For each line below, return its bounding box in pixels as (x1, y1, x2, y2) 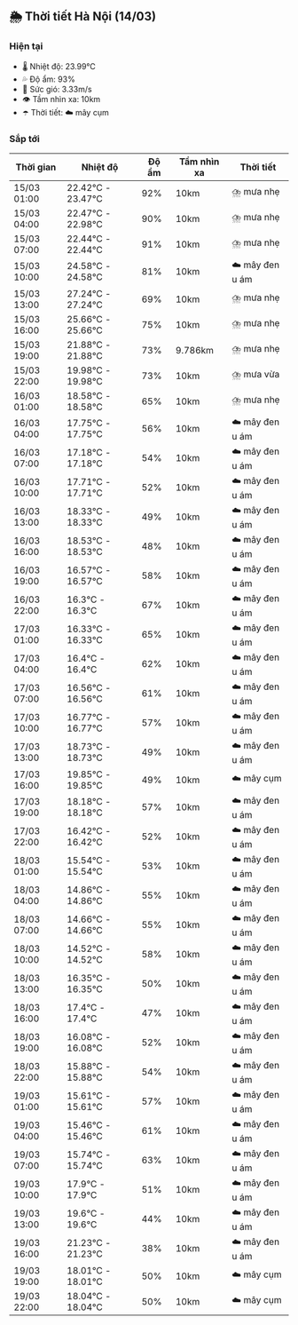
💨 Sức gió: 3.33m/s (21, 83, 92, 94)
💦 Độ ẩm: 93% (21, 74, 75, 84)
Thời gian (15, 161, 57, 173)
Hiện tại (9, 40, 43, 52)
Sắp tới (9, 132, 40, 145)
